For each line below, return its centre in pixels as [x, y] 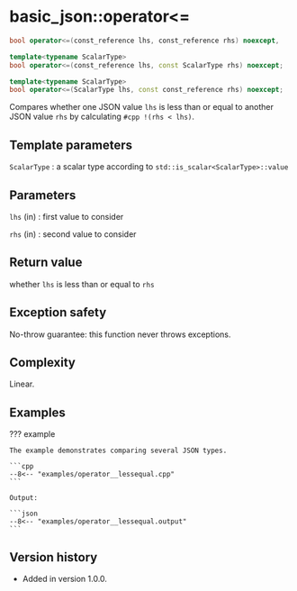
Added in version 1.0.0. [65, 579]
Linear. [22, 384]
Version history [54, 557]
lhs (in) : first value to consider [67, 216]
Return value [46, 263]
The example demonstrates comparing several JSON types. [118, 451]
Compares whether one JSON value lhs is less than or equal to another [142, 107]
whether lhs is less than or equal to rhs [82, 284]
